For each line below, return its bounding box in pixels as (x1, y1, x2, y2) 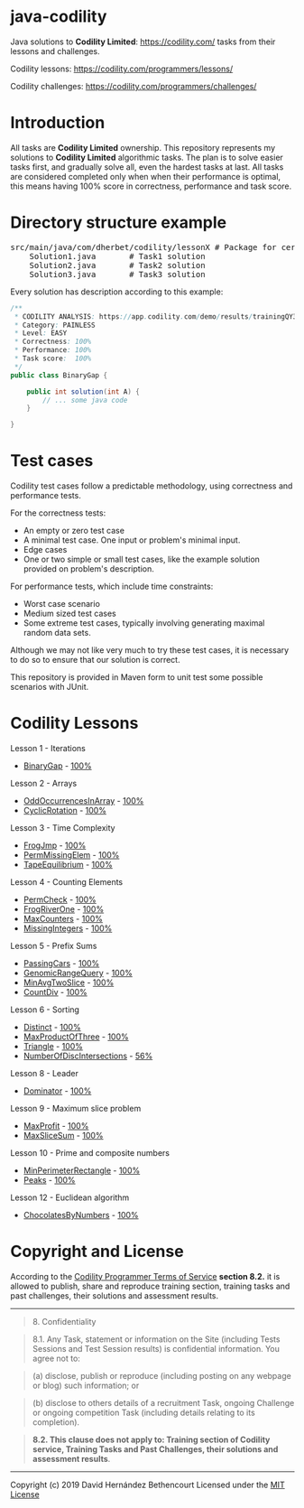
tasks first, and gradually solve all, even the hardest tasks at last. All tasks (10, 161, 284, 172)
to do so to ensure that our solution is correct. (10, 655, 180, 666)
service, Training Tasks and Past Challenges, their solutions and (32, 1444, 279, 1455)
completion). (32, 1417, 80, 1428)
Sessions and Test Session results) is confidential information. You (32, 1344, 281, 1354)
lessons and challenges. (10, 45, 100, 56)
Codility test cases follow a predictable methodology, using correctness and (10, 480, 293, 491)
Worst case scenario (23, 599, 100, 610)
